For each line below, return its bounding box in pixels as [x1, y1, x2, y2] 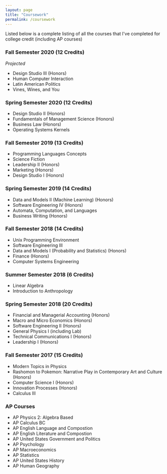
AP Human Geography [12, 463, 60, 469]
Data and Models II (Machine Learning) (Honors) [12, 196, 114, 203]
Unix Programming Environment [12, 237, 79, 243]
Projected [5, 60, 25, 66]
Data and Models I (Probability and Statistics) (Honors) [12, 247, 127, 253]
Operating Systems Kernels [12, 126, 70, 132]
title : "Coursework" [5, 12, 49, 17]
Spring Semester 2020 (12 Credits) [5, 99, 93, 106]
